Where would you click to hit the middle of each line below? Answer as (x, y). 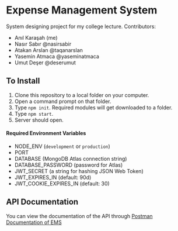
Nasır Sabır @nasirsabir (43, 44)
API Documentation (42, 202)
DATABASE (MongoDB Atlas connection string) (71, 158)
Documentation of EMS (34, 222)
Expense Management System (82, 10)
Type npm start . (34, 113)
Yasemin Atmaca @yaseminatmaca (57, 56)
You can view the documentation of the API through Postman (79, 216)
